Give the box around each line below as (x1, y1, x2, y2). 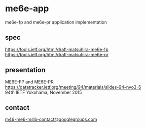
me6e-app (5, 3, 49, 14)
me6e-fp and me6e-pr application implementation (5, 19, 107, 25)
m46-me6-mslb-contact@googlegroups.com (5, 116, 97, 123)
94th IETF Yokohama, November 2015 (5, 89, 82, 95)
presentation (5, 66, 46, 74)
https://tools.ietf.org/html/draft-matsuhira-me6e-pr (5, 51, 109, 57)
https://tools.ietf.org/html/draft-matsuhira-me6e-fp (5, 46, 109, 52)
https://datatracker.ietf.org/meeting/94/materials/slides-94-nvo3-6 (5, 84, 142, 90)
